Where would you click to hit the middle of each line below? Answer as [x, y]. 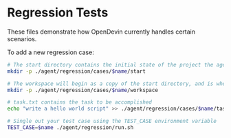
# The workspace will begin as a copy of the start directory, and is [110, 84]
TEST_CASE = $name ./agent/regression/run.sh [70, 128]
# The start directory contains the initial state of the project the [110, 65]
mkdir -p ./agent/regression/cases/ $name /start [77, 71]
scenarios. [22, 38]
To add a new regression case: [51, 52]
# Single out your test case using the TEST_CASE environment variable [112, 122]
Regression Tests [58, 13]
